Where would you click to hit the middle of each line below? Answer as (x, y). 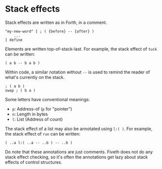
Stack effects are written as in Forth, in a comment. (56, 22)
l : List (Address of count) (37, 119)
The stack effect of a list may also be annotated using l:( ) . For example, (79, 129)
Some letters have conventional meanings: (48, 99)
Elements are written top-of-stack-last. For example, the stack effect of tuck (81, 49)
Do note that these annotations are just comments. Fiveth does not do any (79, 151)
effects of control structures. (34, 162)
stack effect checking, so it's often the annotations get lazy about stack (76, 157)
